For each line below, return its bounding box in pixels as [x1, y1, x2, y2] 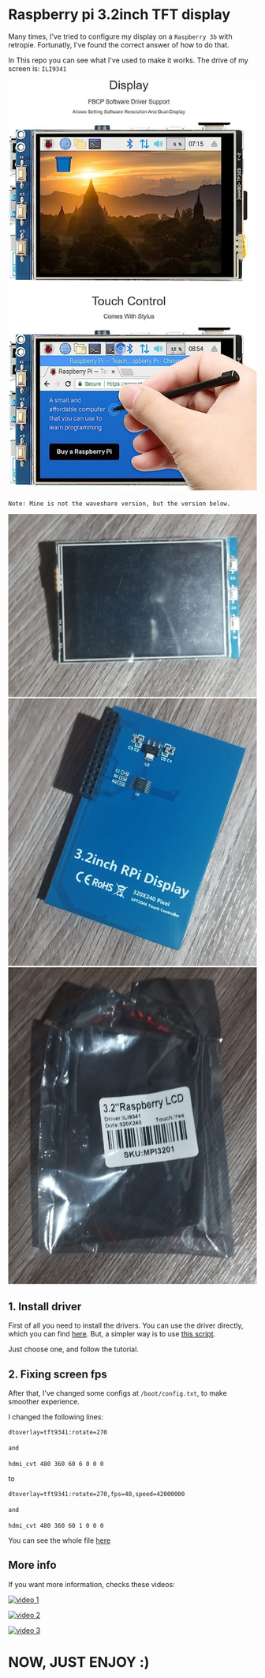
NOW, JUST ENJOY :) [8, 1653, 150, 1671]
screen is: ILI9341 [8, 63, 67, 73]
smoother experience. [8, 1396, 80, 1406]
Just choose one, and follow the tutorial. [8, 1344, 140, 1354]
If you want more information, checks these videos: [8, 1579, 175, 1589]
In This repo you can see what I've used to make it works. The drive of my [8, 55, 248, 65]
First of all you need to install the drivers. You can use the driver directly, [8, 1321, 244, 1330]
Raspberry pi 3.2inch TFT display [8, 6, 231, 24]
